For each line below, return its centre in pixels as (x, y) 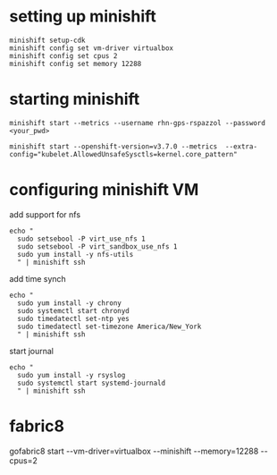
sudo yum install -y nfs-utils (76, 254)
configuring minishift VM (104, 190)
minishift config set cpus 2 (63, 55)
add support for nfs (45, 214)
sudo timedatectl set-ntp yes (73, 318)
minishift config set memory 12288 (76, 64)
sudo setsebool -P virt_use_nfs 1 (81, 239)
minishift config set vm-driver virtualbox (92, 48)
